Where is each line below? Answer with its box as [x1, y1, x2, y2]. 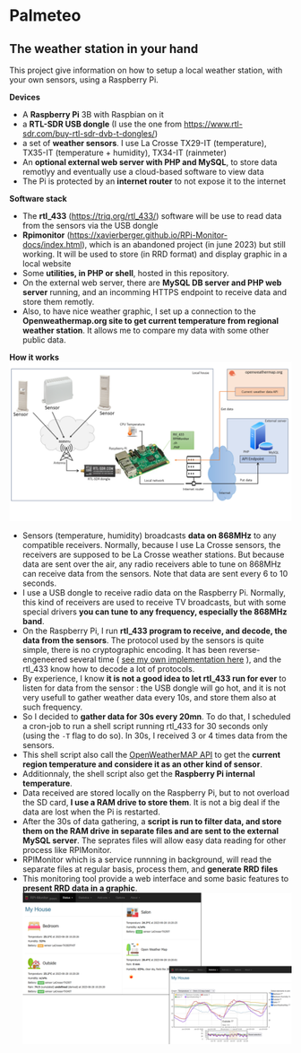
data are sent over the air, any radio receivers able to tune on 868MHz [21, 558, 282, 570]
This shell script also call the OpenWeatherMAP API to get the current [21, 749, 280, 760]
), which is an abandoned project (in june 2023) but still [82, 239, 287, 249]
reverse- [228, 644, 261, 655]
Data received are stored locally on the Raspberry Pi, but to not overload [21, 787, 289, 798]
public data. [21, 335, 66, 345]
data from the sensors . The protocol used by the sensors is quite [21, 634, 264, 646]
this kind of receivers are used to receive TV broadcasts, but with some [21, 596, 287, 607]
